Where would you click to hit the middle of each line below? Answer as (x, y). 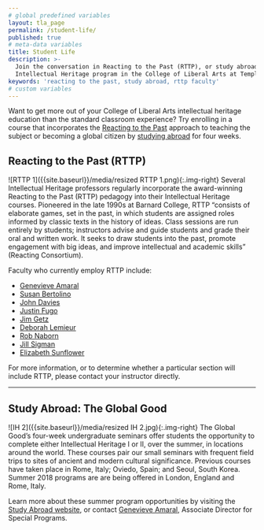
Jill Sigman (37, 344)
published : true (35, 37)
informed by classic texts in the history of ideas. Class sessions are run (123, 222)
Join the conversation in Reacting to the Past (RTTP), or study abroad (137, 67)
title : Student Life (42, 52)
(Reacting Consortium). (46, 255)
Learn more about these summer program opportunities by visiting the (122, 501)
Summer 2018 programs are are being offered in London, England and (121, 478)
